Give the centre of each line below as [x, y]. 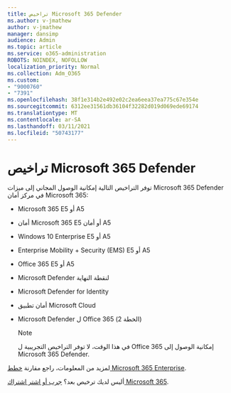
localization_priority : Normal [54, 67]
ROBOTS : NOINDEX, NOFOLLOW [47, 60]
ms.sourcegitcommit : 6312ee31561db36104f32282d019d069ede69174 [103, 107]
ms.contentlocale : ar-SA [44, 119]
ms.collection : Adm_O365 [44, 73]
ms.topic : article [34, 47]
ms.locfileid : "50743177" [45, 133]
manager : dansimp [33, 34]
